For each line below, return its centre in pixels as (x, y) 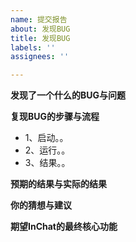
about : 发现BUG (40, 29)
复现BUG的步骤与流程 (55, 117)
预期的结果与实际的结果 (58, 184)
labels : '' (33, 47)
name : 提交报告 (39, 19)
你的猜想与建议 (41, 205)
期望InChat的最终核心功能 (64, 227)
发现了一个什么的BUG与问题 (68, 95)
